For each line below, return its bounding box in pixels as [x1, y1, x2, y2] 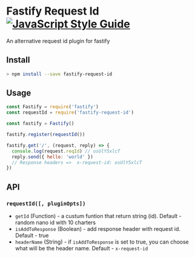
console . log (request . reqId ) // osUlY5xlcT [12, 148, 121, 154]
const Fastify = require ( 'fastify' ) [6, 104, 99, 110]
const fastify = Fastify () [6, 120, 74, 127]
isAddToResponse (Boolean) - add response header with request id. [15, 225, 180, 232]
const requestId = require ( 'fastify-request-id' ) [6, 109, 134, 116]
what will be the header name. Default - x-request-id [15, 245, 148, 252]
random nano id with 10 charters [15, 219, 96, 226]
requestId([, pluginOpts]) [6, 200, 86, 207]
